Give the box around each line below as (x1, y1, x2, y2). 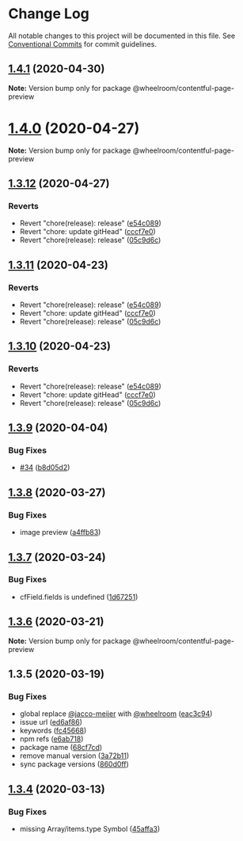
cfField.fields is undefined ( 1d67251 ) (19, 592, 139, 601)
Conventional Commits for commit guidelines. (8, 39, 157, 48)
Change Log (8, 5, 89, 23)
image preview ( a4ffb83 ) (19, 528, 101, 537)
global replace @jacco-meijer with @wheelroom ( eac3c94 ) (19, 709, 213, 718)
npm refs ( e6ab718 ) (19, 734, 84, 744)
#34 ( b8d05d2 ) (19, 463, 70, 472)
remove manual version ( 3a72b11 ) (19, 751, 130, 760)
